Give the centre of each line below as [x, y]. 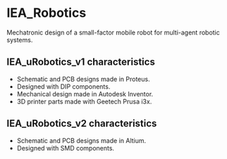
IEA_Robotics [47, 13]
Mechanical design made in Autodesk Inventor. [85, 94]
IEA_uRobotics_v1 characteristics [81, 62]
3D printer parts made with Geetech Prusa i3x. [84, 101]
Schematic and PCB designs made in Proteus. [83, 79]
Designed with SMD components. [65, 148]
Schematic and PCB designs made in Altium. [81, 140]
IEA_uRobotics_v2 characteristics [82, 123]
